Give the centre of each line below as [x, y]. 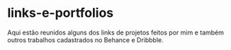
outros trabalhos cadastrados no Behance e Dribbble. [86, 39]
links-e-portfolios [61, 13]
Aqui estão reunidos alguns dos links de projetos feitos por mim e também [116, 32]
